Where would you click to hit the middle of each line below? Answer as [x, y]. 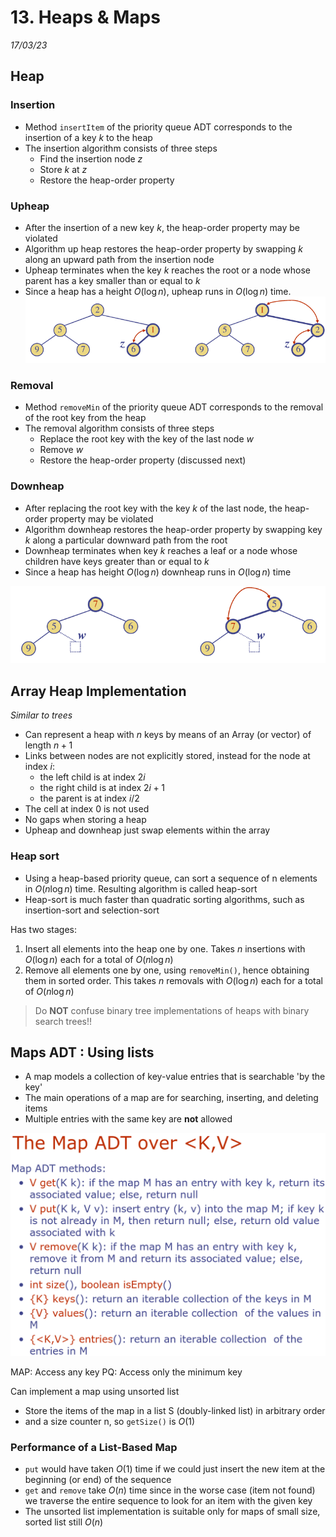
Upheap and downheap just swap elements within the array [147, 830]
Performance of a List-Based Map [94, 1447]
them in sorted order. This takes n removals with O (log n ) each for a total [173, 980]
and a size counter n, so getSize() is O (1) [110, 1421]
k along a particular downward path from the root [126, 540]
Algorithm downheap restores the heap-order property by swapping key [173, 529]
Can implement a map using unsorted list [95, 1391]
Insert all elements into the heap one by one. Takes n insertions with [165, 948]
